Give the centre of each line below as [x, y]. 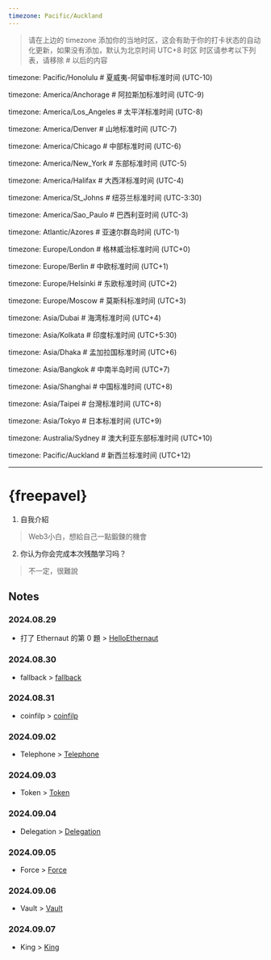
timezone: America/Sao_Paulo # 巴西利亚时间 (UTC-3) [98, 214]
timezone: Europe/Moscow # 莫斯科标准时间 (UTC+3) [98, 301]
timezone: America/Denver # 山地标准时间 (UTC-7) [93, 128]
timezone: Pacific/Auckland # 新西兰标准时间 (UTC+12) [100, 455]
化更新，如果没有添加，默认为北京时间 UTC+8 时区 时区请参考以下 [138, 50]
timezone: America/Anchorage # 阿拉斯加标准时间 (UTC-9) [106, 95]
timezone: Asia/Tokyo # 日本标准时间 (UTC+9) [85, 420]
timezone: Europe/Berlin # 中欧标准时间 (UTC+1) [89, 266]
